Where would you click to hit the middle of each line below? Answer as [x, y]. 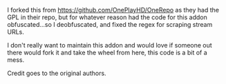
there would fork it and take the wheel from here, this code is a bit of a [107, 52]
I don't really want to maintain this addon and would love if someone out [110, 45]
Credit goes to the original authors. [57, 73]
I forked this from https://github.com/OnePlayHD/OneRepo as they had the [113, 10]
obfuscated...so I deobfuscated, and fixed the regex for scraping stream [110, 24]
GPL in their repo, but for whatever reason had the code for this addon [107, 17]
